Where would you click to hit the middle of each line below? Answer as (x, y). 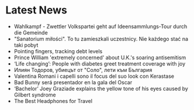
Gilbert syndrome (35, 95)
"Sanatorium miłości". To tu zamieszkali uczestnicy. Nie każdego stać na (101, 39)
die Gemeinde (31, 32)
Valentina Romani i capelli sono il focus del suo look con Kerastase (94, 76)
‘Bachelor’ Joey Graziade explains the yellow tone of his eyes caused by (101, 88)
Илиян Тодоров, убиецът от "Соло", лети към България (83, 70)
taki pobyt (26, 45)
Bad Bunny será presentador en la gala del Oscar (73, 82)
